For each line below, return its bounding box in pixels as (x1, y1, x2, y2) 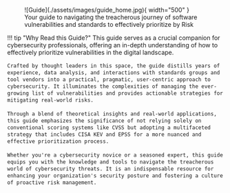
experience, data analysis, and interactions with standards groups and (7, 69, 220, 76)
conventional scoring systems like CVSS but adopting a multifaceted (7, 124, 211, 131)
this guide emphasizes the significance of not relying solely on (7, 117, 202, 124)
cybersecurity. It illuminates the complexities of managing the (7, 83, 198, 90)
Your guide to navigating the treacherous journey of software (24, 13, 198, 21)
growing (7, 90, 30, 97)
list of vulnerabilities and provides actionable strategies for (32, 90, 224, 97)
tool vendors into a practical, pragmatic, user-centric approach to (7, 76, 211, 83)
